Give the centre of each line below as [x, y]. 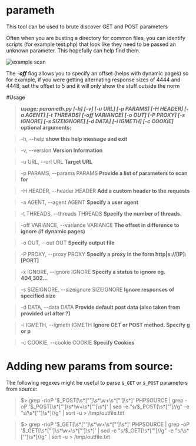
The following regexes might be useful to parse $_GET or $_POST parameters [97, 382]
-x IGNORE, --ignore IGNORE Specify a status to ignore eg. [93, 272]
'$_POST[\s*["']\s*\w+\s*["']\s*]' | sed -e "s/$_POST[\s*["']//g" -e [109, 407]
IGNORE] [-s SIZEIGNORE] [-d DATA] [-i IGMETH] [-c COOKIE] [97, 121]
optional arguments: [46, 127]
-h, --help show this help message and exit [74, 138]
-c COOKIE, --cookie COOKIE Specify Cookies [77, 342]
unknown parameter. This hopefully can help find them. [73, 50]
